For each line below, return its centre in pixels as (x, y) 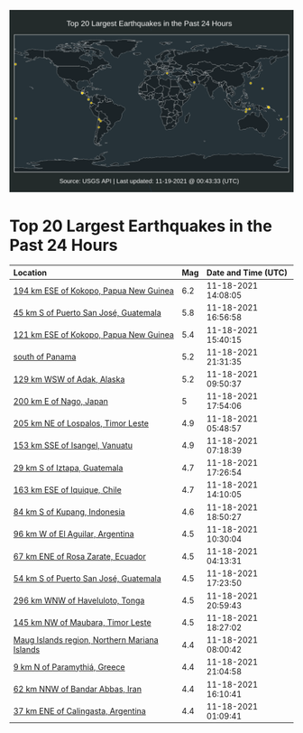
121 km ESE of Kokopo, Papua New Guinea (93, 335)
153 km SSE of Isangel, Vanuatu (73, 445)
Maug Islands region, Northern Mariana (86, 640)
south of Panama (45, 357)
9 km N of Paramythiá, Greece (69, 667)
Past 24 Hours (64, 245)
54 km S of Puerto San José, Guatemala (87, 578)
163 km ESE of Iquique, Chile (67, 489)
